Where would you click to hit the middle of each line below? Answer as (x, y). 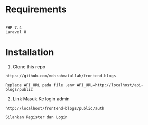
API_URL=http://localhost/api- (110, 85)
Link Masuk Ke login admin (41, 99)
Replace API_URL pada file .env (40, 85)
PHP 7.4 (14, 27)
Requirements (36, 9)
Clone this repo (29, 66)
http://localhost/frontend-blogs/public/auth (55, 108)
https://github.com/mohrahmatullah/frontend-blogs (61, 76)
